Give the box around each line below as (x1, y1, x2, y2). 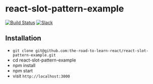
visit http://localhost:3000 (12, 73, 70, 79)
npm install (12, 62, 36, 68)
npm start (12, 67, 33, 73)
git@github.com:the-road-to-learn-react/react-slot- (35, 48, 149, 53)
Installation (5, 34, 41, 42)
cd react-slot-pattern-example (12, 57, 76, 63)
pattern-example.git (12, 52, 56, 57)
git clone (12, 48, 34, 53)
